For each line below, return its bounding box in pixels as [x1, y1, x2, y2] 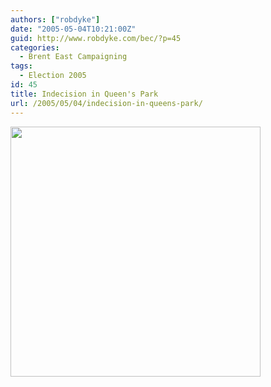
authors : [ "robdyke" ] [10, 14, 101, 25]
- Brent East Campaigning [19, 52, 128, 62]
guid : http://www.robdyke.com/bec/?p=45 [10, 33, 182, 43]
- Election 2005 [19, 71, 87, 81]
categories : [10, 42, 60, 53]
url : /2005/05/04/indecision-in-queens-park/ [10, 98, 203, 108]
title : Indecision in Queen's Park [10, 89, 159, 99]
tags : [10, 61, 33, 71]
